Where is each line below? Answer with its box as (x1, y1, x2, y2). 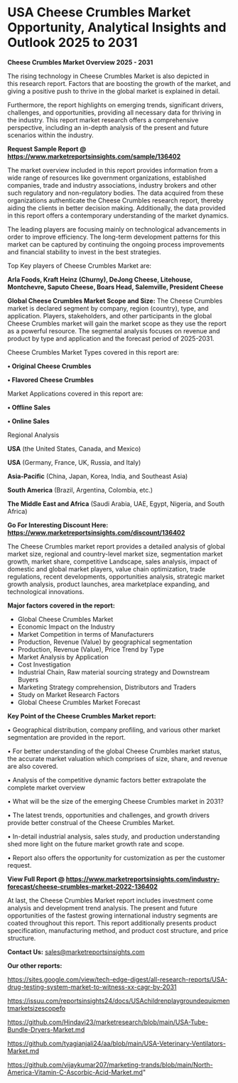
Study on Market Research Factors (17, 690, 119, 699)
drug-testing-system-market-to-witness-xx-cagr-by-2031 (7, 982, 177, 991)
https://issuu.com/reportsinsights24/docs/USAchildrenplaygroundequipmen (7, 996, 230, 1005)
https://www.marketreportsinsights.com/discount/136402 (7, 528, 185, 537)
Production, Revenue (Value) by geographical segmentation (17, 637, 193, 646)
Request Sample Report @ (7, 144, 87, 153)
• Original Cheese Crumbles (7, 362, 92, 370)
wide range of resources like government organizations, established (7, 173, 207, 182)
